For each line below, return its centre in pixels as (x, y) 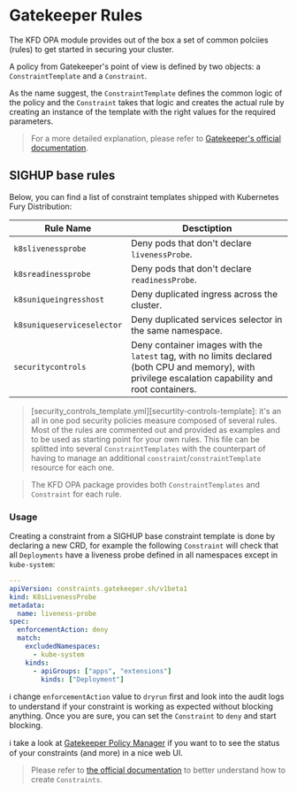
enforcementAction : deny (63, 630)
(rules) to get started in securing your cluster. (91, 49)
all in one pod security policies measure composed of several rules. (154, 420)
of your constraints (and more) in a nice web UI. (96, 753)
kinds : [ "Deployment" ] (83, 679)
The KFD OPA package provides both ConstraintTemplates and (145, 484)
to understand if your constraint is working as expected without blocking (141, 707)
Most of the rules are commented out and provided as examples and (156, 429)
